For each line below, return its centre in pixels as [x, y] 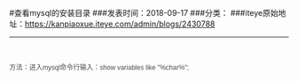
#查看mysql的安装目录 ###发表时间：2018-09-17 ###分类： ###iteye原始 [144, 13]
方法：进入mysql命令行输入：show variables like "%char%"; [99, 68]
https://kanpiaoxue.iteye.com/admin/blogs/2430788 [120, 24]
